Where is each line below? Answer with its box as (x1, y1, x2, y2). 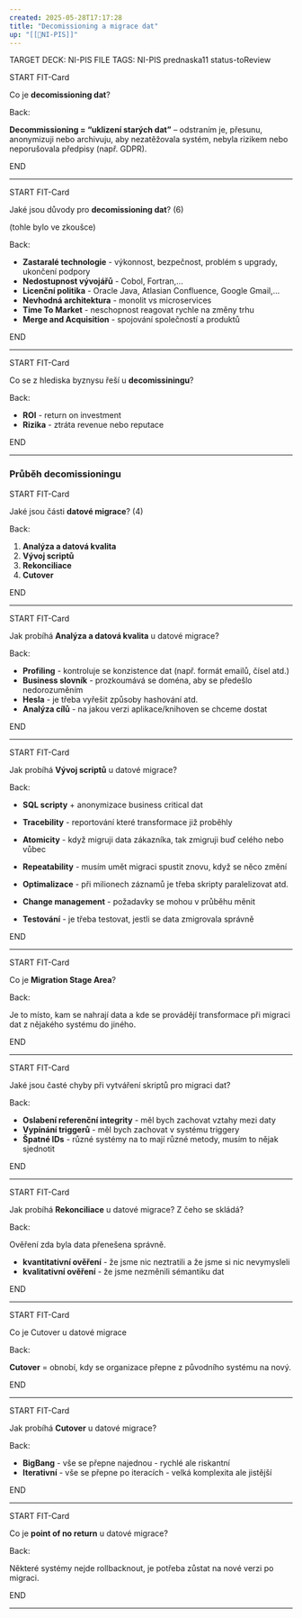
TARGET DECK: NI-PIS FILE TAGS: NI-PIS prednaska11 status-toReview (9, 55, 271, 66)
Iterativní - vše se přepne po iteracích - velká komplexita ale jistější (22, 1467, 272, 1477)
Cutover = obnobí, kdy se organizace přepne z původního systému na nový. (9, 1361, 292, 1372)
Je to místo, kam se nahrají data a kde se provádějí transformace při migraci (9, 1009, 290, 1020)
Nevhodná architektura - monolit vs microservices (22, 295, 212, 306)
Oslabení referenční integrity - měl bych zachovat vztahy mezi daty (22, 1114, 277, 1125)
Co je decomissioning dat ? (9, 89, 111, 100)
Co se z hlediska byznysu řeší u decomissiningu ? (9, 375, 194, 386)
